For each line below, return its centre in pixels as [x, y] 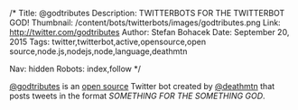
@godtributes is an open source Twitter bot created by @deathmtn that [142, 86]
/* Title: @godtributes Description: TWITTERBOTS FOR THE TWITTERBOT [147, 13]
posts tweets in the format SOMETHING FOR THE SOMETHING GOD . [137, 96]
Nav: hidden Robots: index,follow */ [75, 69]
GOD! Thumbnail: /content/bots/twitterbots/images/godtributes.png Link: [145, 23]
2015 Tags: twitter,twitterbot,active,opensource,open [107, 41]
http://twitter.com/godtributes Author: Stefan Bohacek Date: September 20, [149, 32]
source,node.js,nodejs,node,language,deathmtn [98, 51]
